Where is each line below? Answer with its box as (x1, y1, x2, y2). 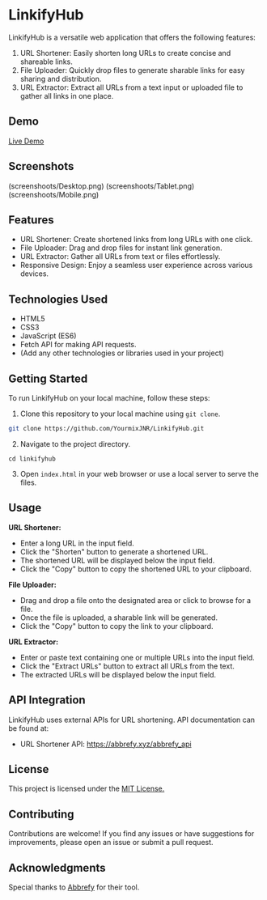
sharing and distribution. (19, 74, 102, 83)
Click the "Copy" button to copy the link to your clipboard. (19, 621, 214, 630)
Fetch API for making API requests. (19, 340, 137, 350)
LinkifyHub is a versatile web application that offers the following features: (8, 32, 256, 42)
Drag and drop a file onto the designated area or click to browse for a (19, 595, 252, 605)
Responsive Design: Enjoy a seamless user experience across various (19, 261, 253, 270)
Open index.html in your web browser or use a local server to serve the (19, 469, 259, 478)
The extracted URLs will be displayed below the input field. (19, 669, 217, 679)
